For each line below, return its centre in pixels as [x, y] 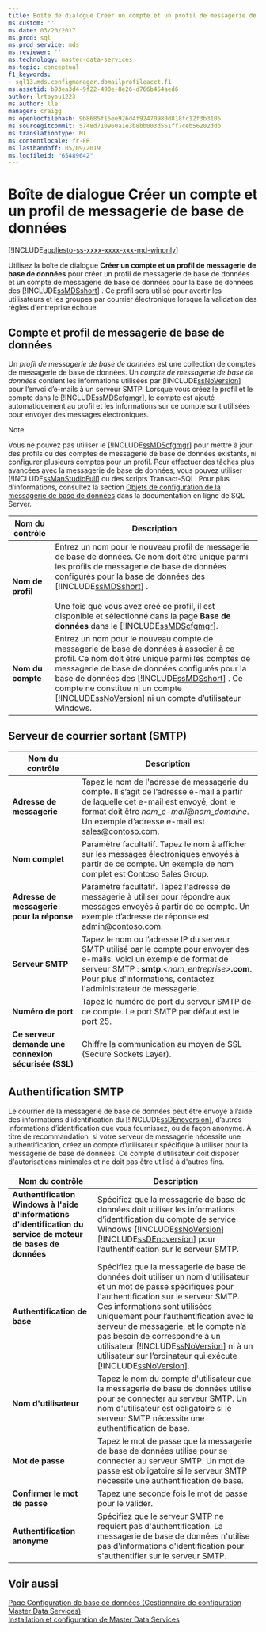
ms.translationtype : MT [47, 133]
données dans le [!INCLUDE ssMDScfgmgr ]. [137, 626]
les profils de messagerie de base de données [141, 567]
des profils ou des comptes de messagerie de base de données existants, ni [133, 453]
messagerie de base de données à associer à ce [145, 649]
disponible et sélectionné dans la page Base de [143, 616]
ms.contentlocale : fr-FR [49, 141]
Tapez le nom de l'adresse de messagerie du [165, 782]
